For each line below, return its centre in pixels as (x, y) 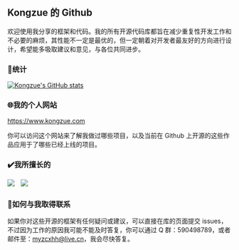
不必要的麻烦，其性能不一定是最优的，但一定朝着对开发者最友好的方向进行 (116, 40)
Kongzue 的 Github (50, 13)
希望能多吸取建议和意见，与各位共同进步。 (82, 49)
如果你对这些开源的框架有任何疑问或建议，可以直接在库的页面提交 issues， (117, 221)
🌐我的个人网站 (32, 105)
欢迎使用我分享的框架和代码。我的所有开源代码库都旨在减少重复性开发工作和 (119, 31)
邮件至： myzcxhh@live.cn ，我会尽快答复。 (70, 239)
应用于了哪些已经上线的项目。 (57, 145)
